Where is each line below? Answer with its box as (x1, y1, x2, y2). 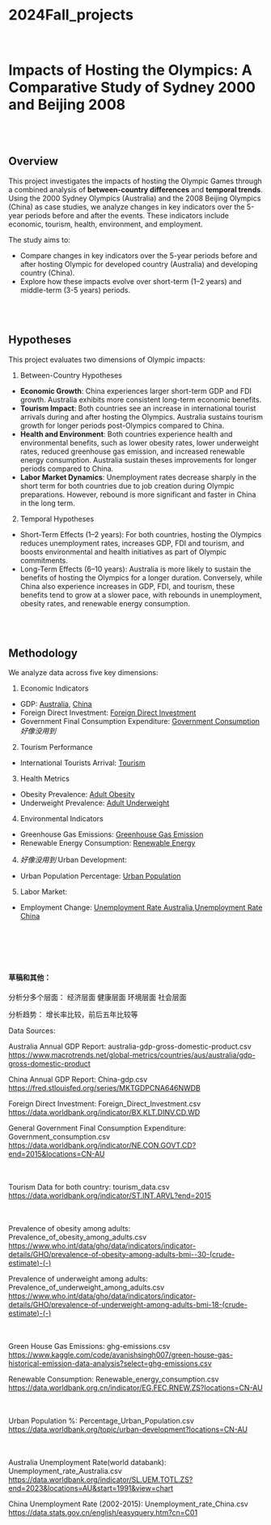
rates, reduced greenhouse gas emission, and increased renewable (19, 446, 245, 456)
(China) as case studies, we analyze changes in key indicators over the (8, 201, 245, 212)
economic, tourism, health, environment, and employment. (8, 219, 204, 229)
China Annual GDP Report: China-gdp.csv (8, 1074, 148, 1084)
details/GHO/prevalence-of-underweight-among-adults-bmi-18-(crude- (8, 1299, 248, 1309)
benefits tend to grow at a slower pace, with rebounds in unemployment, (19, 590, 263, 600)
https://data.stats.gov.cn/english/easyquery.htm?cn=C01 (8, 1507, 198, 1517)
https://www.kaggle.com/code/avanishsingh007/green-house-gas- (8, 1350, 233, 1359)
